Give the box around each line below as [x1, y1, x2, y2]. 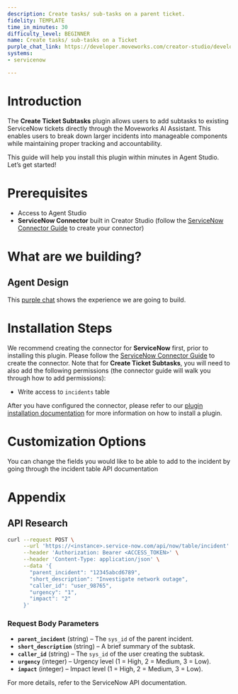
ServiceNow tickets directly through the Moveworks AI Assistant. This [7, 124, 211, 132]
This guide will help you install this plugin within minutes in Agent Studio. [7, 153, 220, 161]
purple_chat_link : [7, 43, 62, 50]
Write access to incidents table [17, 387, 110, 396]
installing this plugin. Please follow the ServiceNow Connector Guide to [7, 351, 215, 360]
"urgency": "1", [29, 588, 78, 596]
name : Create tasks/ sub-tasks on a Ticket [7, 37, 138, 44]
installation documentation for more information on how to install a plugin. [7, 409, 222, 417]
